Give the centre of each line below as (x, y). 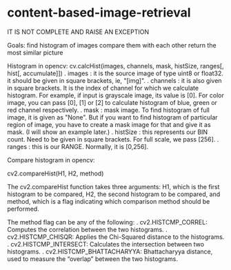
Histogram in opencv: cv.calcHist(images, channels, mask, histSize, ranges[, (115, 66)
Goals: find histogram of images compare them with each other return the (112, 45)
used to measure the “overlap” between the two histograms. (92, 259)
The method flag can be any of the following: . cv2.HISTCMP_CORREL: (108, 222)
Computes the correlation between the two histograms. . (87, 229)
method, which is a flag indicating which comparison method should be (109, 201)
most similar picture (35, 52)
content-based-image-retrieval (99, 13)
